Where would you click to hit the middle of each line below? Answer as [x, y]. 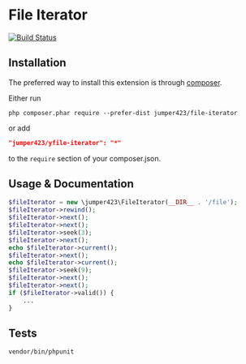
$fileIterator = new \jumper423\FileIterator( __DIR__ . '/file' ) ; [123, 203]
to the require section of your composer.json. [84, 158]
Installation [37, 63]
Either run [25, 98]
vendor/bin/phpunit [41, 352]
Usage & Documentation [71, 184]
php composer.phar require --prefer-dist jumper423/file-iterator [123, 113]
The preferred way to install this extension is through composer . [115, 82]
